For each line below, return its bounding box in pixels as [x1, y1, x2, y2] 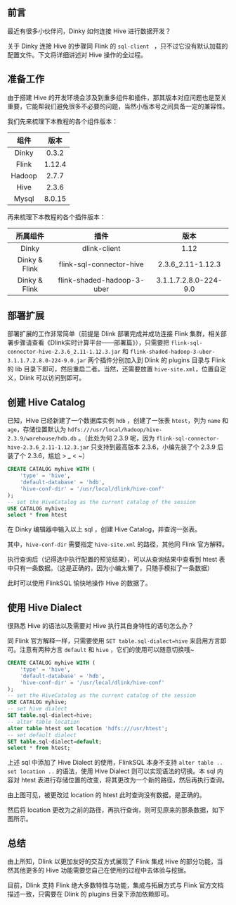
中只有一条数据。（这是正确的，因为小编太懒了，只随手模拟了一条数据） [7, 564, 214, 572]
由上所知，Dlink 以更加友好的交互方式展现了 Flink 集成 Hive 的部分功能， [7, 857, 218, 866]
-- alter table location [7, 718, 80, 725]
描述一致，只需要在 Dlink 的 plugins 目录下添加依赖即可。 [7, 890, 173, 899]
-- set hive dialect [7, 706, 68, 713]
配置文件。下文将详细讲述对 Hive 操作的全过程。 [7, 50, 147, 59]
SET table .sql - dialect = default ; [7, 738, 102, 745]
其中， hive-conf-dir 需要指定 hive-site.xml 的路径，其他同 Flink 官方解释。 [7, 540, 228, 548]
